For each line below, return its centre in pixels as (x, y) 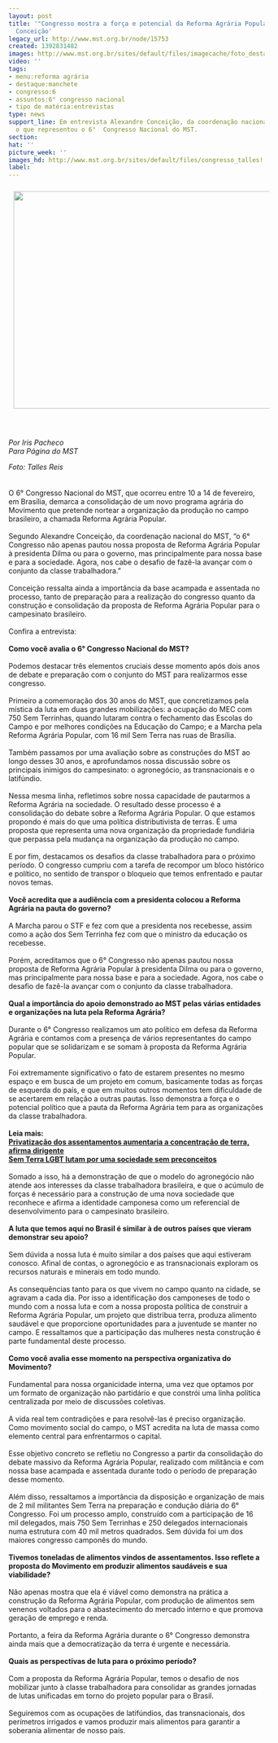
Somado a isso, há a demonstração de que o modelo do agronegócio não (131, 1177)
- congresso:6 (33, 92)
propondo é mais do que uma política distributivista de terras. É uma (123, 822)
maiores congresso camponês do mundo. (78, 1540)
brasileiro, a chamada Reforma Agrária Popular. (87, 519)
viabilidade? (30, 1575)
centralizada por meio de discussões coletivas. (87, 1402)
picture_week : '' (38, 152)
